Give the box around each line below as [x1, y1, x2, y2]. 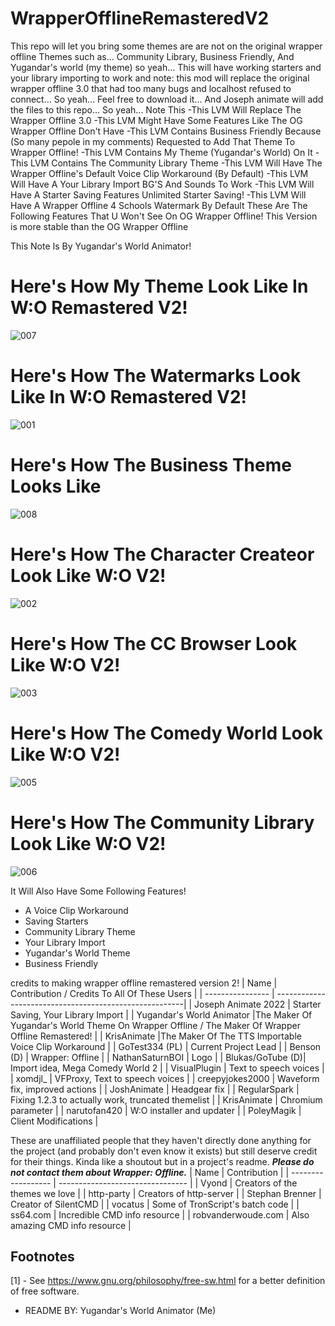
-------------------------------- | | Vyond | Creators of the [58, 1177, 298, 1189]
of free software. [10, 1285, 80, 1297]
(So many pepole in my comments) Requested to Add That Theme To [10, 135, 296, 147]
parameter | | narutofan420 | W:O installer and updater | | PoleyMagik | [10, 1104, 302, 1116]
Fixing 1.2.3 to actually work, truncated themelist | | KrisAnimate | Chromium [10, 1093, 323, 1106]
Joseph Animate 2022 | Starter [194, 998, 322, 1010]
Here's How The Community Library [10, 811, 315, 834]
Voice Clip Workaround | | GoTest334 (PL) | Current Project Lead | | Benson [10, 1040, 322, 1052]
